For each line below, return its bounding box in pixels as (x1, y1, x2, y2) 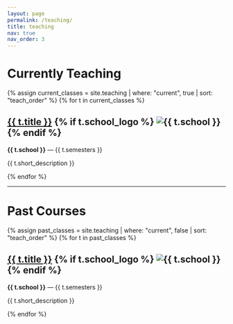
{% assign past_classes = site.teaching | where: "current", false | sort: (7, 226, 207, 235)
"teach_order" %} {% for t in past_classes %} (7, 233, 137, 241)
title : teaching (7, 23, 54, 30)
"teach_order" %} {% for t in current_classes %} (7, 96, 145, 105)
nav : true (7, 29, 36, 37)
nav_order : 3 (7, 36, 45, 43)
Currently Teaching (7, 66, 121, 82)
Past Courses (7, 203, 87, 219)
